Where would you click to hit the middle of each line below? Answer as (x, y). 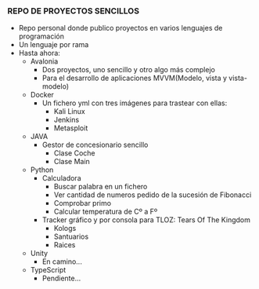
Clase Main (72, 162)
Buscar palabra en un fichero (101, 187)
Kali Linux (69, 112)
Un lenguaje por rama (54, 45)
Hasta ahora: (39, 53)
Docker (42, 95)
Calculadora (61, 178)
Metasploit (71, 128)
